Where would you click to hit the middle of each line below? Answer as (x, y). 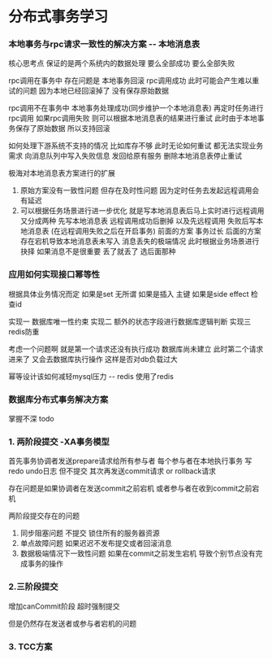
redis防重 (24, 331)
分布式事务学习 (58, 17)
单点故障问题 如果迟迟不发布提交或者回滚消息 (96, 543)
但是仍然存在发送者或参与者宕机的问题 (72, 623)
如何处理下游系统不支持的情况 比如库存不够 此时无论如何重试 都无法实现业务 (136, 146)
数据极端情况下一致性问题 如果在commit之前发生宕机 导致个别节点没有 (138, 553)
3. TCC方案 (30, 646)
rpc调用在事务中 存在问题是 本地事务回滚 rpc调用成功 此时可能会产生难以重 (134, 81)
